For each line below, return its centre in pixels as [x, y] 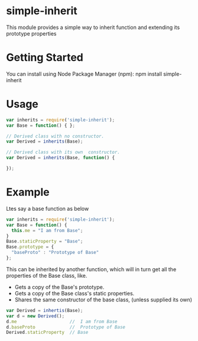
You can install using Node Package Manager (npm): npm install [84, 74]
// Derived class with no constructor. [55, 136]
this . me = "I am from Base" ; [47, 230]
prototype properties [31, 33]
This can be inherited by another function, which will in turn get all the [91, 269]
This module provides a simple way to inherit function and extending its [93, 27]
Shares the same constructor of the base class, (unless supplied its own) [103, 300]
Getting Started [45, 58]
